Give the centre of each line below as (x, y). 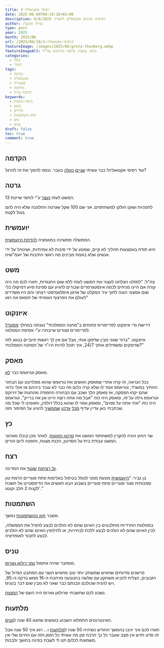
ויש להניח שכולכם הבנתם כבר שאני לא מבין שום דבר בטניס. (60, 583)
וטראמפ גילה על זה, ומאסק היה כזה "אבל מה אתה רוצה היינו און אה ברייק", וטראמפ (82, 398)
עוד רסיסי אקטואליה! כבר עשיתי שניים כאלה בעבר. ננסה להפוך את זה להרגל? (76, 170)
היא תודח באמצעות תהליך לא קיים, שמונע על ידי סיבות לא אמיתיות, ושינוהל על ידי (80, 249)
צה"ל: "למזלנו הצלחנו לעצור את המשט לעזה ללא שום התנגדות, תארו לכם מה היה (80, 282)
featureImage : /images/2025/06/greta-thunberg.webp (59, 46)
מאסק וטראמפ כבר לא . (27, 372)
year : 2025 (16, 33)
